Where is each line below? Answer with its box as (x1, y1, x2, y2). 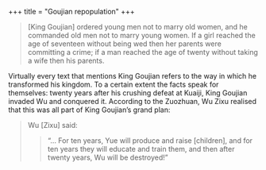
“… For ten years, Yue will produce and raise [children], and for (47, 136, 253, 145)
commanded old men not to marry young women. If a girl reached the (27, 31, 256, 40)
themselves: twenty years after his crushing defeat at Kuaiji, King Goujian (8, 88, 248, 98)
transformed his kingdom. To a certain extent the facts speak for (8, 79, 219, 89)
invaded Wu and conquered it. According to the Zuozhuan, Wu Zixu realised (8, 97, 256, 106)
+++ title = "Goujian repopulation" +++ (8, 7, 135, 16)
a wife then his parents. (27, 56, 105, 65)
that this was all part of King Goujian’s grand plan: (8, 105, 171, 114)
